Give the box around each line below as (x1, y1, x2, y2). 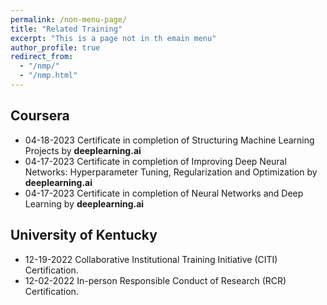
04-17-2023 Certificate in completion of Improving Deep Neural (24, 155, 287, 167)
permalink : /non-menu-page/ (10, 14, 128, 25)
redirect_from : (10, 52, 74, 62)
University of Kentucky (10, 227, 158, 244)
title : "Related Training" (10, 24, 123, 34)
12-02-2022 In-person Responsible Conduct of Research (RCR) (24, 274, 287, 286)
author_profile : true (10, 42, 101, 53)
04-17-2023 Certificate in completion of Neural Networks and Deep (24, 187, 304, 199)
